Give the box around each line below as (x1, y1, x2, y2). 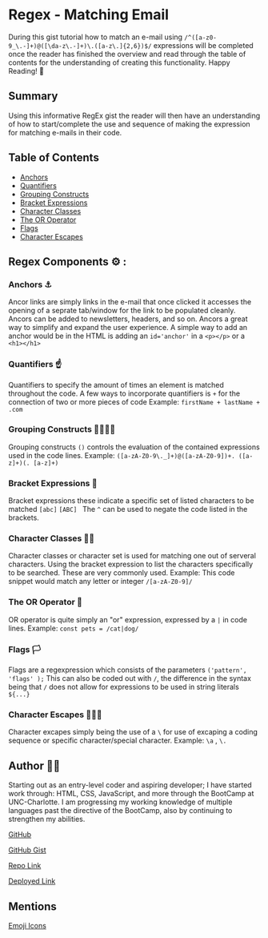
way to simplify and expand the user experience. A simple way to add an (8, 323, 248, 332)
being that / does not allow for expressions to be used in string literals (8, 682, 240, 692)
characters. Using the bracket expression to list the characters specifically (8, 559, 254, 570)
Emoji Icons (8, 920, 46, 930)
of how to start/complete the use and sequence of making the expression (8, 119, 250, 129)
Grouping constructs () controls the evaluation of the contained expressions (8, 442, 260, 452)
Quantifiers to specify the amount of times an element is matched (8, 380, 224, 389)
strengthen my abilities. (8, 815, 86, 824)
